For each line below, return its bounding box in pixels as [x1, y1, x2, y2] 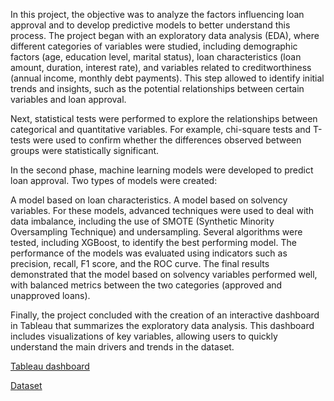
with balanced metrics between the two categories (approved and [10, 279, 283, 291]
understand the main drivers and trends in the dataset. [10, 341, 235, 353]
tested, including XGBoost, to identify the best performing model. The [10, 237, 297, 248]
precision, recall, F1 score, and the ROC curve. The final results [10, 258, 270, 269]
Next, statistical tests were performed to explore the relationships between [10, 113, 318, 124]
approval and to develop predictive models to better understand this [10, 19, 291, 31]
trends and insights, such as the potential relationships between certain [10, 83, 305, 94]
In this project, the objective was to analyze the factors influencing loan [10, 9, 305, 20]
